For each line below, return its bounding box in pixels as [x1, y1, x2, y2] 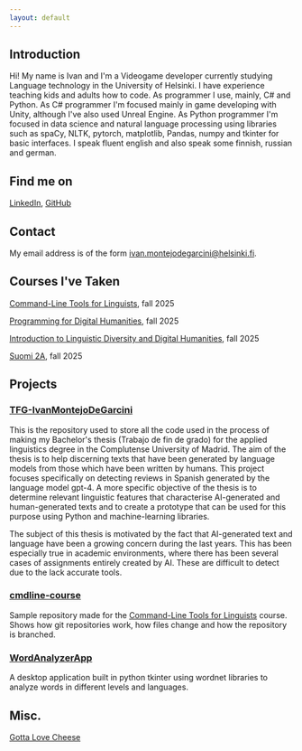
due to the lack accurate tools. [9, 567, 123, 577]
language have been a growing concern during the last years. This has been [9, 538, 293, 549]
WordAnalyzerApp [9, 652, 93, 664]
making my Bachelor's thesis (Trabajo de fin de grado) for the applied [9, 434, 268, 445]
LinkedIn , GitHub [9, 198, 72, 209]
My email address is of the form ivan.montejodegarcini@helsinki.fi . [9, 248, 257, 258]
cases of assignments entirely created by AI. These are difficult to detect [9, 557, 279, 568]
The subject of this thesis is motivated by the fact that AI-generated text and [9, 528, 293, 539]
